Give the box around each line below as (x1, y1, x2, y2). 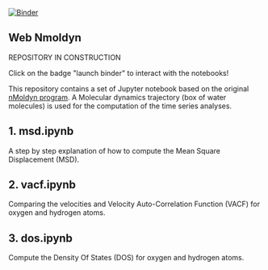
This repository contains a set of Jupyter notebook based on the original (8, 83, 249, 93)
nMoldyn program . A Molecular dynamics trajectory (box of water (8, 92, 227, 102)
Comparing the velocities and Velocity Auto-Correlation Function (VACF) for (8, 199, 261, 209)
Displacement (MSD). (8, 154, 80, 164)
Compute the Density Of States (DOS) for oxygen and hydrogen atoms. (8, 253, 245, 263)
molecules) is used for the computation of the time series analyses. (8, 101, 232, 111)
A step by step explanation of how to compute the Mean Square (8, 146, 220, 155)
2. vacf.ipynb (8, 178, 77, 192)
